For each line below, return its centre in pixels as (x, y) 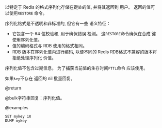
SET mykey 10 (18, 116)
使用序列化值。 (27, 40)
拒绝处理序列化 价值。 (34, 58)
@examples (17, 107)
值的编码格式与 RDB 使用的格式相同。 (49, 46)
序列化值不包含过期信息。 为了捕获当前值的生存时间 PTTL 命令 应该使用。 (76, 68)
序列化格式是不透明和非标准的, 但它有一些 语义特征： (58, 23)
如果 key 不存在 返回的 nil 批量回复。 (40, 78)
